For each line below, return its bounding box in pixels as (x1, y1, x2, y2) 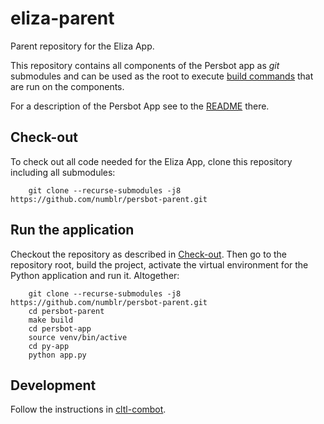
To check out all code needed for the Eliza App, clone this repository (10, 155, 293, 167)
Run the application (10, 222, 135, 239)
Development (10, 377, 97, 394)
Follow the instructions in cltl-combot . (10, 403, 167, 416)
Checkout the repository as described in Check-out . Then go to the (10, 248, 287, 260)
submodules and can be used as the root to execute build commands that (10, 70, 314, 82)
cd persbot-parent (28, 306, 105, 316)
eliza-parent (10, 7, 115, 30)
